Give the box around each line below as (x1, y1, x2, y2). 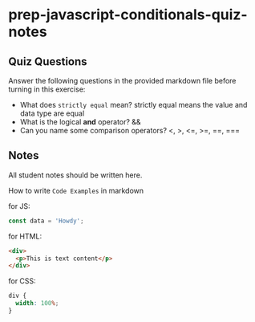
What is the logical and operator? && (19, 117, 142, 126)
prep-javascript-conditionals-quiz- (8, 6, 248, 24)
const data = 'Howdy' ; (8, 217, 84, 225)
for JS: (8, 201, 30, 210)
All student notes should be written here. (8, 170, 143, 180)
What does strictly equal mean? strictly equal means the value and (19, 100, 248, 109)
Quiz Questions (8, 55, 87, 68)
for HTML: (8, 231, 42, 241)
